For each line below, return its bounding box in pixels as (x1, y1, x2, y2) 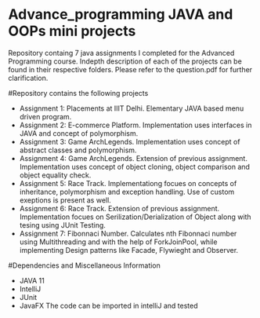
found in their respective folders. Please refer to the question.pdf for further (8, 64, 253, 74)
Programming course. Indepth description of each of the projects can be (8, 57, 243, 66)
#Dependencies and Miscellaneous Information (8, 261, 161, 270)
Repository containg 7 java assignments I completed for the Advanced (8, 48, 235, 57)
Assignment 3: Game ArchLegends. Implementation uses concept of (19, 137, 240, 146)
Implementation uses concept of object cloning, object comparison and (19, 162, 251, 171)
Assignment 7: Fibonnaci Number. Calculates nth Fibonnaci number (19, 228, 237, 238)
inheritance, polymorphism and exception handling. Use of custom (19, 187, 235, 196)
